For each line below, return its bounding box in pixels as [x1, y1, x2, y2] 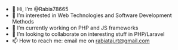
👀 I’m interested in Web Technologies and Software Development [11, 12, 172, 19]
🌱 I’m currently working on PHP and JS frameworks [11, 24, 139, 31]
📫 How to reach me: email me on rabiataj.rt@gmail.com [11, 37, 150, 44]
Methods [11, 18, 34, 25]
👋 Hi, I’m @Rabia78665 [11, 6, 69, 12]
